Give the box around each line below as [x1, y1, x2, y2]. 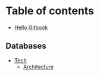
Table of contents [5, 4, 95, 18]
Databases [5, 41, 47, 51]
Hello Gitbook [14, 24, 48, 31]
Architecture [23, 63, 54, 70]
